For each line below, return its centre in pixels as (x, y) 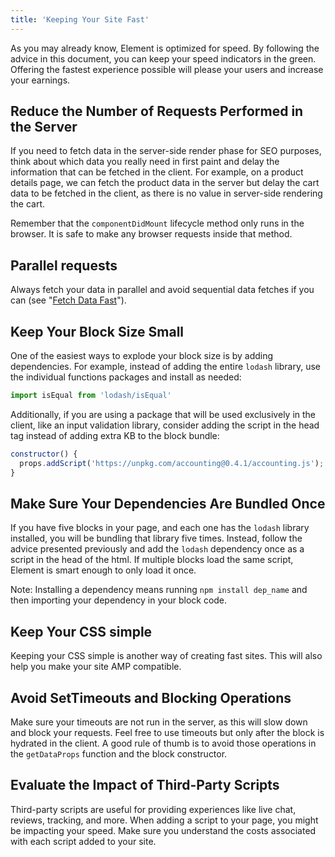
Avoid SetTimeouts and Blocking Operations (151, 697)
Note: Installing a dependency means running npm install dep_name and (159, 590)
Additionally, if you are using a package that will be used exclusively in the (163, 414)
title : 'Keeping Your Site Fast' (80, 19)
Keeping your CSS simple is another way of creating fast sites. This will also (166, 656)
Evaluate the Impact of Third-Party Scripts (145, 785)
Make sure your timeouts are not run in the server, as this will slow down (159, 722)
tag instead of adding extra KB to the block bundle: (115, 435)
